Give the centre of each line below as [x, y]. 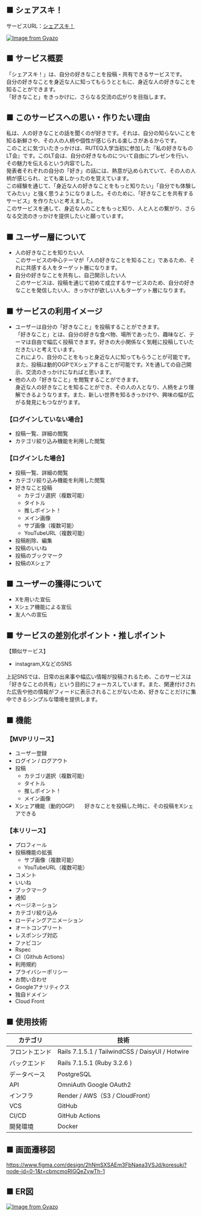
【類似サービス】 [27, 651]
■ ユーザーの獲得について [54, 584]
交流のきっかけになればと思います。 [70, 372]
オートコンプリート [39, 928]
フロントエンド [31, 1052]
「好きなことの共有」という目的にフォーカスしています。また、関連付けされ [101, 684]
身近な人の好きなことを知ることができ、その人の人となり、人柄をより [102, 387]
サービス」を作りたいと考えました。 [51, 201]
